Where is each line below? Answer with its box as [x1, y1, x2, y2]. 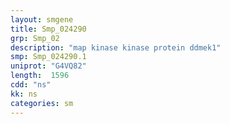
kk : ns [10, 89, 38, 99]
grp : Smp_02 [10, 33, 60, 43]
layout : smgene [10, 14, 74, 25]
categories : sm [10, 98, 74, 108]
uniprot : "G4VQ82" [10, 61, 87, 71]
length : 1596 [10, 71, 70, 81]
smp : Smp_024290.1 [10, 52, 87, 62]
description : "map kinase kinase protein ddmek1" [10, 42, 222, 53]
